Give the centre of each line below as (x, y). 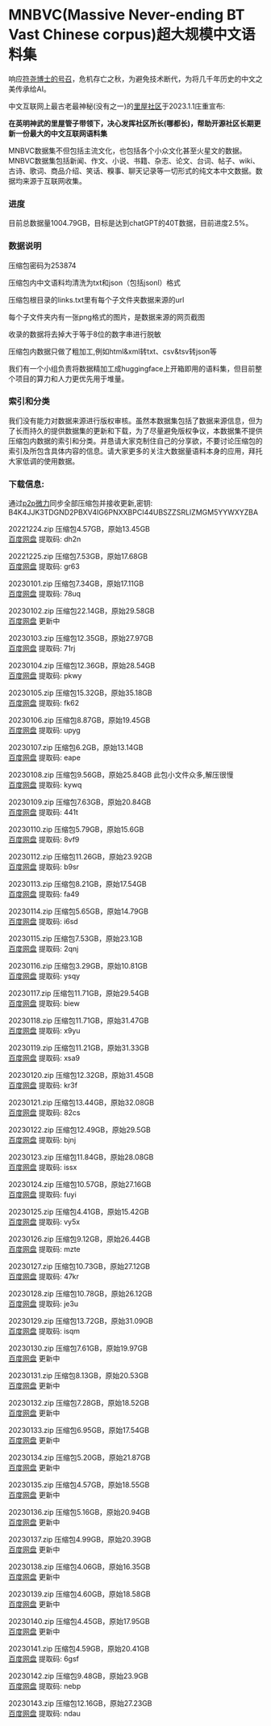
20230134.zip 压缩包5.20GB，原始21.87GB (79, 1457)
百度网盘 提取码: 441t (43, 812)
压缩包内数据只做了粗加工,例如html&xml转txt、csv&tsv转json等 (113, 351)
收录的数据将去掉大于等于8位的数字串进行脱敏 (85, 334)
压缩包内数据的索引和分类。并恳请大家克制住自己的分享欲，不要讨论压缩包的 (135, 441)
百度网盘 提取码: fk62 (44, 703)
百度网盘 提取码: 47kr (44, 1277)
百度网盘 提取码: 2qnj (44, 949)
